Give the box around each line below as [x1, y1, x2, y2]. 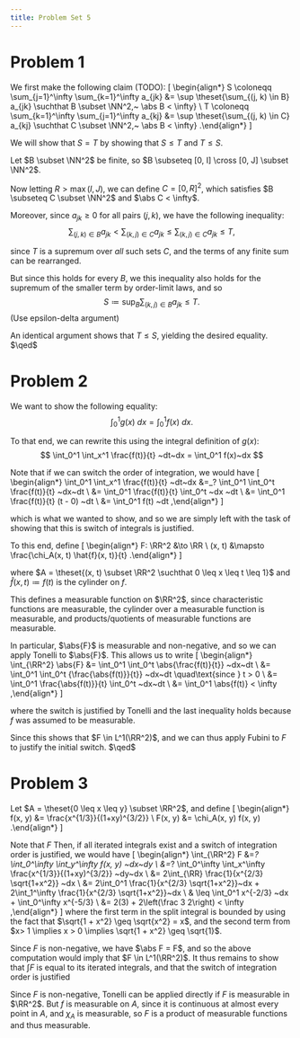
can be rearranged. [10, 255, 82, 266]
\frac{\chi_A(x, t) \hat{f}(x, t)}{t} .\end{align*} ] [10, 550, 182, 560]
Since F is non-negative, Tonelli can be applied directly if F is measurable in [10, 989, 290, 999]
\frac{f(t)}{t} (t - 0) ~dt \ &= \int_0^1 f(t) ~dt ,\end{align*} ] [10, 496, 224, 506]
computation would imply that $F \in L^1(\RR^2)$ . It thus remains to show [10, 952, 279, 963]
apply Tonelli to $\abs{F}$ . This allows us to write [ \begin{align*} [10, 650, 253, 661]
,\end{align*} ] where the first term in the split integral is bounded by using [10, 906, 287, 917]
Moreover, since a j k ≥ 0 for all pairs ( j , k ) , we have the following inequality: [10, 210, 285, 223]
